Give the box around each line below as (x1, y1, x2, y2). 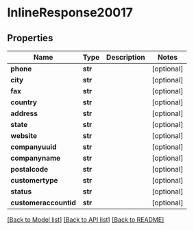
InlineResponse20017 (7, 5, 134, 21)
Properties (7, 32, 53, 44)
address (10, 108, 38, 118)
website (10, 131, 38, 140)
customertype (10, 176, 58, 185)
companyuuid (10, 142, 57, 152)
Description (106, 53, 145, 62)
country (10, 97, 38, 107)
